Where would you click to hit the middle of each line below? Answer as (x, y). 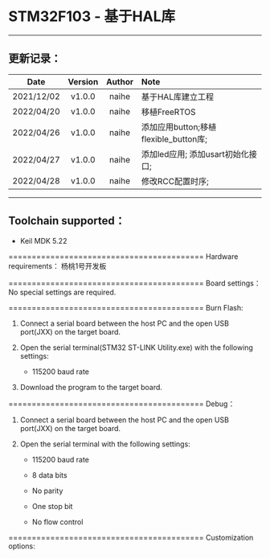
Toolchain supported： (67, 221)
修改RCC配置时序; (175, 181)
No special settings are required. (62, 292)
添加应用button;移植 (179, 127)
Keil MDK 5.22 (43, 240)
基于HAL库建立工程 (178, 97)
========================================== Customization (131, 537)
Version (83, 81)
